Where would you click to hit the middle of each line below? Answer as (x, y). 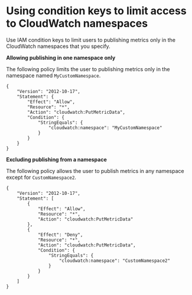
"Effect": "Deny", (60, 235)
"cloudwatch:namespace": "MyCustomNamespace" (105, 128)
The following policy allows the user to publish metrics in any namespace (95, 171)
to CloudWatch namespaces (77, 23)
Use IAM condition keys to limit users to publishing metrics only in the (91, 40)
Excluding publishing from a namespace (57, 159)
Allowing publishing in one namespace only (61, 57)
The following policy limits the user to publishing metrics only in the (88, 69)
